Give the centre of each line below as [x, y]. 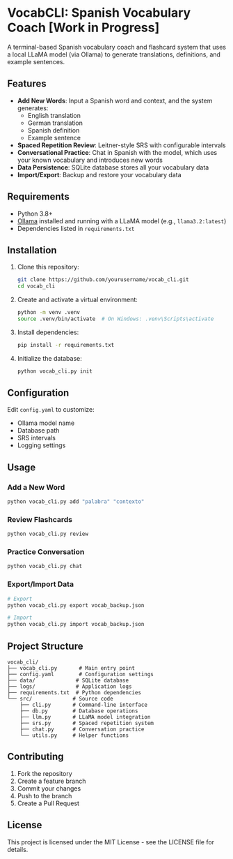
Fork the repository [45, 773]
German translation [55, 123]
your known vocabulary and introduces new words [90, 160]
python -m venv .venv [48, 313]
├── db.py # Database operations [79, 711]
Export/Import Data [41, 584]
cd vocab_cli [36, 286]
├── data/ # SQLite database [68, 680]
